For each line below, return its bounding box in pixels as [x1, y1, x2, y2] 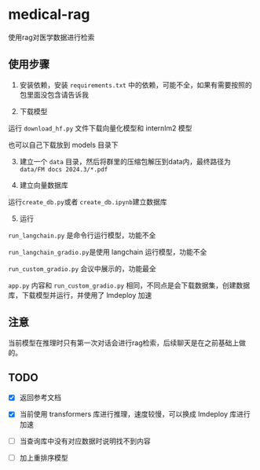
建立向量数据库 [19, 180, 68, 189]
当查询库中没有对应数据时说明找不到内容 [19, 436, 151, 446]
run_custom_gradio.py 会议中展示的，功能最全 [8, 263, 157, 273]
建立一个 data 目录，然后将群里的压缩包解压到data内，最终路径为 [19, 156, 232, 166]
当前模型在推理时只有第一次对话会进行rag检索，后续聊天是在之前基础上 [8, 338, 240, 347]
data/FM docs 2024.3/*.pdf [19, 165, 108, 174]
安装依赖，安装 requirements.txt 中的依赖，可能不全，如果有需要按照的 [19, 80, 253, 90]
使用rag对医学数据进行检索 [8, 32, 95, 42]
